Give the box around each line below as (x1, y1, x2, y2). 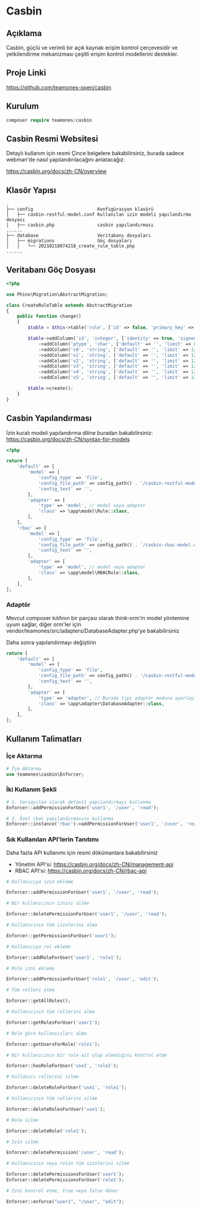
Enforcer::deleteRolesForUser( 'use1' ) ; (6, 1106, 106, 1112)
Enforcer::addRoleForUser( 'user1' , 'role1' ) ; (6, 954, 121, 961)
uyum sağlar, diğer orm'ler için (6, 621, 82, 628)
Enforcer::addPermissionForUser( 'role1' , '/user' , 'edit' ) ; (6, 976, 160, 982)
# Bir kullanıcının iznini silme (6, 900, 90, 907)
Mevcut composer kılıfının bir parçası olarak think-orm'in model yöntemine (6, 614, 190, 621)
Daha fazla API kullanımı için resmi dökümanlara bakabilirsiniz (6, 849, 159, 856)
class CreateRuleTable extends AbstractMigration (6, 302, 133, 308)
